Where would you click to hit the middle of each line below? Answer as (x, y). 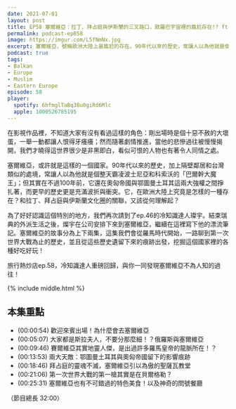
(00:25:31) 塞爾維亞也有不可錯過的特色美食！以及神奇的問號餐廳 (110, 383)
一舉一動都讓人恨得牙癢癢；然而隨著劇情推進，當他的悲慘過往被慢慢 (118, 141)
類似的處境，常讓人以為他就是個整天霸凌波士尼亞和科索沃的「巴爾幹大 (109, 174)
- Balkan (20, 66)
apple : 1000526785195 (45, 112)
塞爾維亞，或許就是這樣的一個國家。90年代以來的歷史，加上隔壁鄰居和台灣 (116, 165)
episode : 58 (25, 92)
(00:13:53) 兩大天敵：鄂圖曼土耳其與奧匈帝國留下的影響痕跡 (104, 356)
